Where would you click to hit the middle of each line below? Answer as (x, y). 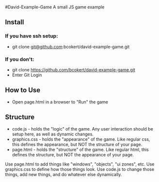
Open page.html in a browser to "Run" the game (60, 102)
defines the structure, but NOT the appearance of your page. (73, 154)
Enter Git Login (27, 75)
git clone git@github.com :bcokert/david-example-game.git (71, 47)
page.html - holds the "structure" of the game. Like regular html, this (80, 149)
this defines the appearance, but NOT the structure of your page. (77, 144)
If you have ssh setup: (32, 36)
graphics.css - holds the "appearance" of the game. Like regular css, (81, 139)
